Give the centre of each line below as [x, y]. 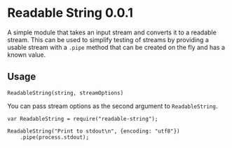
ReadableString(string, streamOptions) [66, 93]
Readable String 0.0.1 [70, 13]
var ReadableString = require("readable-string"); [83, 119]
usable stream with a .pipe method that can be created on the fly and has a [116, 47]
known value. [27, 55]
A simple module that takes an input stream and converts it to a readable [112, 32]
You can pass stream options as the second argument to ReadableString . [112, 106]
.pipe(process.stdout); [55, 137]
